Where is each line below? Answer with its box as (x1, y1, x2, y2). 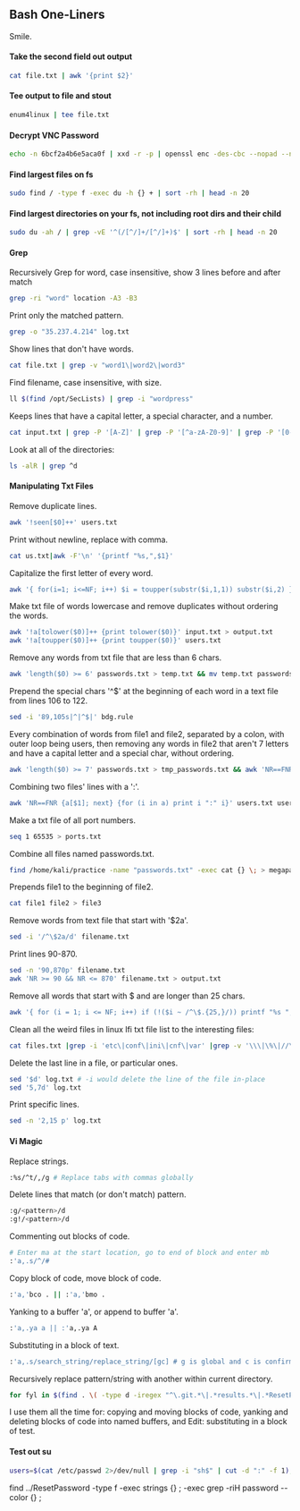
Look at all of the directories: (9, 444, 115, 454)
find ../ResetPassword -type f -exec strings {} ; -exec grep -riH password (9, 1482, 279, 1493)
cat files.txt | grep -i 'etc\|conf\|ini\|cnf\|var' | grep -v (9, 1041, 242, 1050)
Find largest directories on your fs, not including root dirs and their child (9, 208, 281, 218)
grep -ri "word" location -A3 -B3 (9, 294, 138, 303)
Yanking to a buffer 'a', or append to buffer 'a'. (9, 1306, 179, 1317)
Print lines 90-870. (9, 948, 78, 960)
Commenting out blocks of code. (9, 1231, 130, 1242)
